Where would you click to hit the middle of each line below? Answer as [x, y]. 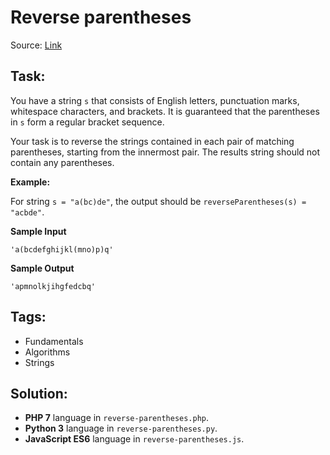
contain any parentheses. [62, 162]
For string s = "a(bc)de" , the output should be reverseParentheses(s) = [158, 201]
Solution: [39, 393]
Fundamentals [54, 341]
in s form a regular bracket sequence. [87, 122]
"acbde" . [27, 212]
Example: [30, 182]
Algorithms [47, 352]
